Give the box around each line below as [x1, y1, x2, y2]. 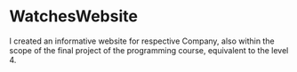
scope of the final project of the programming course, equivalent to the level [9, 44, 289, 55]
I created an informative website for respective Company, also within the [9, 36, 275, 46]
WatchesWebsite [9, 6, 138, 27]
